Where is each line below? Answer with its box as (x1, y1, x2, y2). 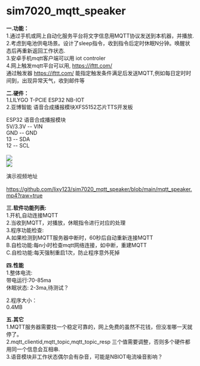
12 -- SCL (6, 142, 30, 149)
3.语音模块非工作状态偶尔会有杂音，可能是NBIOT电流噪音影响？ (6, 353, 163, 360)
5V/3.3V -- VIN (6, 122, 43, 130)
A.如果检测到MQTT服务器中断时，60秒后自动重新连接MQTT (6, 234, 153, 241)
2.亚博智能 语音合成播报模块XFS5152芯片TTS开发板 (6, 103, 133, 110)
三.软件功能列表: (6, 204, 47, 211)
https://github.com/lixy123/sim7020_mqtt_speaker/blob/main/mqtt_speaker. (6, 185, 192, 192)
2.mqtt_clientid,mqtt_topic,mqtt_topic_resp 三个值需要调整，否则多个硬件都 (6, 338, 191, 345)
